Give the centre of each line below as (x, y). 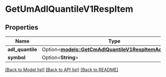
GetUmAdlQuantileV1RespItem (69, 9)
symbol (17, 58)
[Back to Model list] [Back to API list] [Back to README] (62, 70)
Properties (22, 27)
